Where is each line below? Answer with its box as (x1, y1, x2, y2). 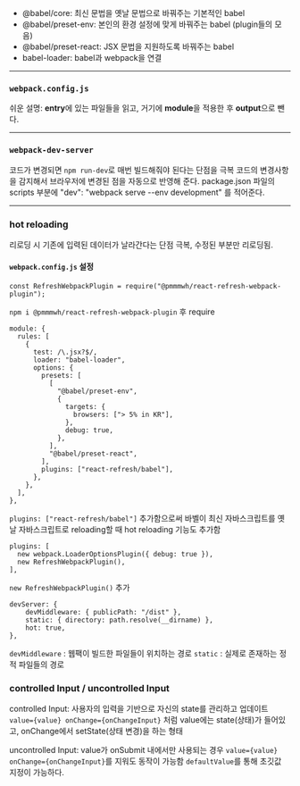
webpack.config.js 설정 (9, 262, 94, 272)
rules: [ (17, 332, 50, 341)
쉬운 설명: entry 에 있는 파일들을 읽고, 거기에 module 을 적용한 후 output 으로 (9, 103, 276, 113)
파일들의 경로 (18, 659, 65, 670)
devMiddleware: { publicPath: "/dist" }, (25, 608, 181, 617)
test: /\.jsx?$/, (32, 347, 98, 357)
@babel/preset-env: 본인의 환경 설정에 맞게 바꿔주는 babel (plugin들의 (21, 19, 273, 29)
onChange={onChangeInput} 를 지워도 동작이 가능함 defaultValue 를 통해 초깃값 (9, 756, 282, 766)
